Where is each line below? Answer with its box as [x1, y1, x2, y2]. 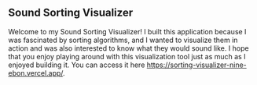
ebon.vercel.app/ [8, 68, 64, 77]
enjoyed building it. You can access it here [8, 60, 145, 69]
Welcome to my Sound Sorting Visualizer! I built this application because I [8, 27, 247, 36]
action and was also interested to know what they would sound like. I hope [8, 43, 249, 53]
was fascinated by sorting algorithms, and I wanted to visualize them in [8, 35, 238, 44]
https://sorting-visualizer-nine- [146, 60, 248, 69]
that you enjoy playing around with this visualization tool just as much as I [8, 51, 246, 61]
